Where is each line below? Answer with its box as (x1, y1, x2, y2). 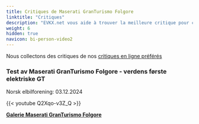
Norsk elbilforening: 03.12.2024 (6, 88, 83, 96)
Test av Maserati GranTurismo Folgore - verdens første (6, 67, 167, 75)
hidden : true (6, 31, 38, 37)
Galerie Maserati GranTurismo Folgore (6, 111, 102, 119)
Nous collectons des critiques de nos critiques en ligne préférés (6, 53, 162, 59)
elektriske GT (6, 75, 46, 83)
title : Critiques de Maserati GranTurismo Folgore (6, 8, 134, 15)
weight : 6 (6, 25, 31, 31)
